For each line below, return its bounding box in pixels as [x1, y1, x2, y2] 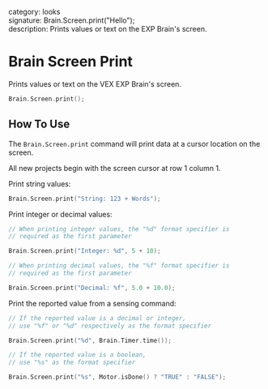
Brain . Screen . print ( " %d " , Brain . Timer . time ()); [8, 336, 172, 344]
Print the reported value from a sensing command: [8, 298, 177, 308]
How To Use [8, 118, 70, 131]
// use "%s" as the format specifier [8, 358, 136, 367]
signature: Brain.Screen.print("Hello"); [8, 15, 135, 25]
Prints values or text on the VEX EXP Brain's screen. [8, 79, 182, 88]
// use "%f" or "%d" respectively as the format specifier [8, 322, 212, 330]
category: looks [8, 7, 61, 16]
